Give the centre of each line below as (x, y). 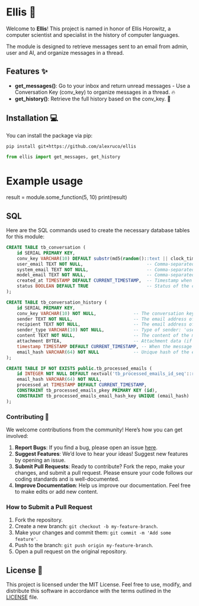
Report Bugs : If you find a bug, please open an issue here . (86, 447)
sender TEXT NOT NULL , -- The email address (102, 319)
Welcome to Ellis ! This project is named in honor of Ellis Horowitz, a (89, 29)
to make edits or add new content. (57, 491)
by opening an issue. (40, 460)
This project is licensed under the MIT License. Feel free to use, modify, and (99, 585)
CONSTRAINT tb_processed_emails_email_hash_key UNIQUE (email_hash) (103, 396)
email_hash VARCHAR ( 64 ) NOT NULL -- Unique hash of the (103, 352)
